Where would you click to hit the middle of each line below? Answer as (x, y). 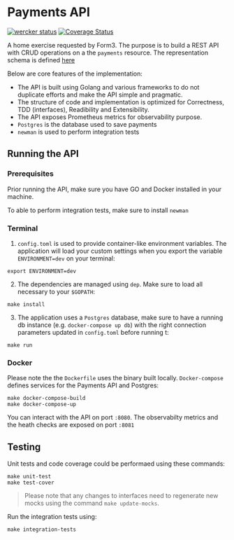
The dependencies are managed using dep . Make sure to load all (110, 284)
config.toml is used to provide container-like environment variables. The (122, 243)
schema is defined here (41, 60)
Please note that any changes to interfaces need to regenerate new (121, 496)
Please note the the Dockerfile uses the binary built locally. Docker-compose (115, 378)
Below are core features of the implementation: (75, 74)
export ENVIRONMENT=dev (42, 271)
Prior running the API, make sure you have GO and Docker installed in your (115, 189)
